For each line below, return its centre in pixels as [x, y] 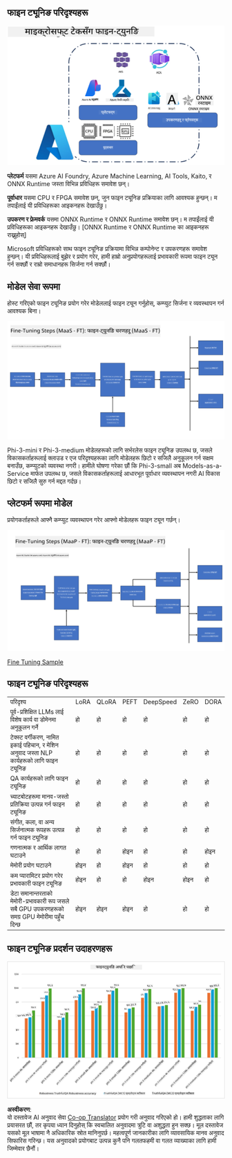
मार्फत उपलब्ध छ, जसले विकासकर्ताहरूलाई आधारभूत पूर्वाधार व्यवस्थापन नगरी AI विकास [125, 473]
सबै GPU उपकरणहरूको [37, 909]
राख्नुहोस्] [17, 235]
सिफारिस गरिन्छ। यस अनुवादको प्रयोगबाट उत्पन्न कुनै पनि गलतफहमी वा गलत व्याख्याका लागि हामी [112, 1140]
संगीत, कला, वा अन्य [32, 822]
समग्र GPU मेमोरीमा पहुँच [37, 917]
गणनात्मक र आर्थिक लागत [38, 847]
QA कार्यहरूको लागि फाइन [39, 778]
